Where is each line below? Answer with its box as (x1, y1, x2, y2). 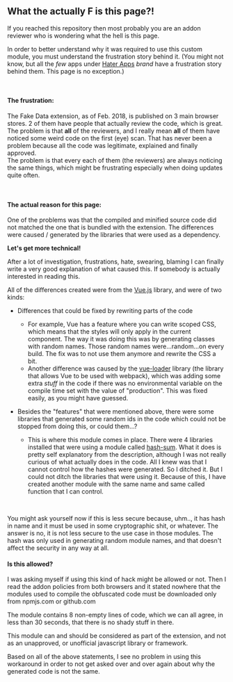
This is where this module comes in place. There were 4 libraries (27, 436, 214, 444)
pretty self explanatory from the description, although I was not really (27, 450, 227, 459)
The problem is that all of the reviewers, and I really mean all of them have (7, 127, 220, 135)
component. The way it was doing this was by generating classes (27, 335, 216, 343)
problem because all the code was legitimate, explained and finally (7, 142, 198, 150)
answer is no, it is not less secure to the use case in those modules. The (7, 529, 214, 537)
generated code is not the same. (7, 667, 101, 676)
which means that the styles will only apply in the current (27, 327, 191, 336)
